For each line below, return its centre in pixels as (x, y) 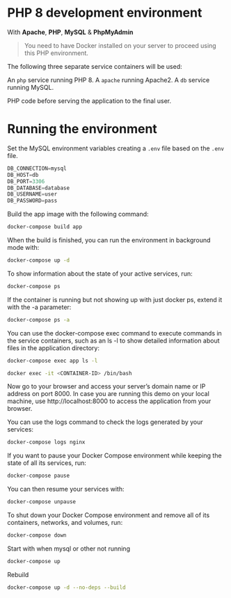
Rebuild (18, 574)
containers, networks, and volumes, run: (65, 522)
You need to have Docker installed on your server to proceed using (120, 45)
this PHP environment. (56, 53)
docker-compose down (37, 535)
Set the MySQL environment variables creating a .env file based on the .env (116, 148)
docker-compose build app (45, 227)
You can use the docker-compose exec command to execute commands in (115, 333)
